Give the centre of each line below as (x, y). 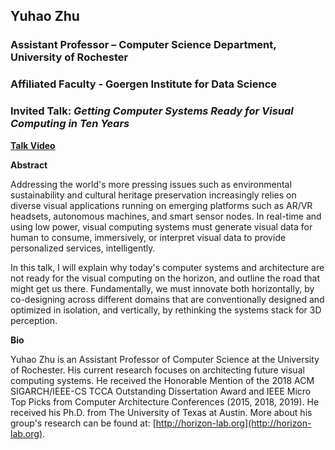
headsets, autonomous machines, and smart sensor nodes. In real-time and (166, 216)
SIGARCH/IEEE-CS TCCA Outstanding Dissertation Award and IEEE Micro (161, 391)
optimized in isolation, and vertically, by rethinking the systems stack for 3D (166, 310)
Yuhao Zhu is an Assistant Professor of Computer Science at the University (165, 359)
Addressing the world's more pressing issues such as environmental (151, 184)
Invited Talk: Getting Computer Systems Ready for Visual (152, 111)
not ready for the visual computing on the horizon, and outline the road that (165, 278)
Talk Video (33, 145)
